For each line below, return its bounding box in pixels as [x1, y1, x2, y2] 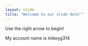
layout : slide [5, 7, 35, 12]
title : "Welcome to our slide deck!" [5, 12, 84, 17]
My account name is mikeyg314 [5, 35, 70, 41]
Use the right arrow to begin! [5, 25, 64, 31]
